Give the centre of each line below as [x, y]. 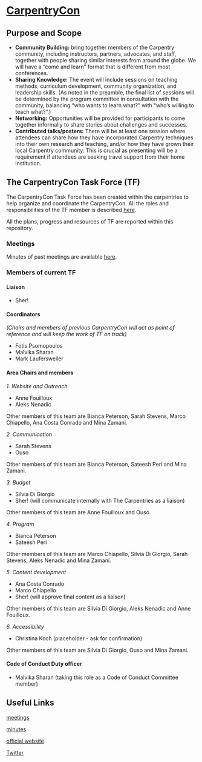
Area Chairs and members [40, 373]
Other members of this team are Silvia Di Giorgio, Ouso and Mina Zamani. [97, 650]
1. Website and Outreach [37, 386]
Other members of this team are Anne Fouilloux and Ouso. [79, 512]
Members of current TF [41, 273]
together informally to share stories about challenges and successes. [101, 124]
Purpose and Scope [44, 33]
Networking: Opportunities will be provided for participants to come [100, 118]
